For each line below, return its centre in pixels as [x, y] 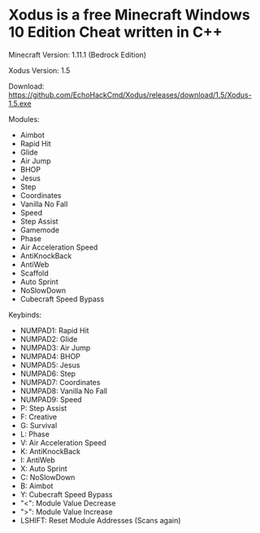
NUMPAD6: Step [48, 373]
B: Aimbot [37, 486]
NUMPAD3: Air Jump [55, 348]
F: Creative [39, 417]
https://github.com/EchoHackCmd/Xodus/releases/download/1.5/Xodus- [130, 94]
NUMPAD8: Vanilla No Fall [64, 391]
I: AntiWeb [37, 460]
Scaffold [34, 273]
